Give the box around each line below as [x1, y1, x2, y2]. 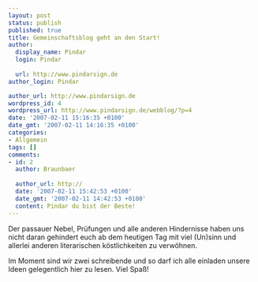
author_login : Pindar [8, 77, 80, 85]
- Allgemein [8, 136, 47, 144]
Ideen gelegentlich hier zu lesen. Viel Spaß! [8, 264, 149, 273]
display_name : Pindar [15, 48, 87, 56]
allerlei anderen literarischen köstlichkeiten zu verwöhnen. [8, 240, 198, 250]
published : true [8, 26, 62, 34]
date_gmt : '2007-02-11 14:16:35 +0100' [8, 122, 140, 130]
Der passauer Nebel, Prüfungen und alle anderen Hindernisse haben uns [8, 224, 245, 233]
